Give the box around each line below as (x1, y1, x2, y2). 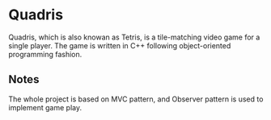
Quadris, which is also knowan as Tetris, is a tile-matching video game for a (8, 32, 260, 42)
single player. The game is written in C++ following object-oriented (8, 40, 231, 50)
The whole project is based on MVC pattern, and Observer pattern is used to (8, 94, 264, 104)
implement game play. (8, 102, 83, 112)
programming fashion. (8, 49, 83, 59)
